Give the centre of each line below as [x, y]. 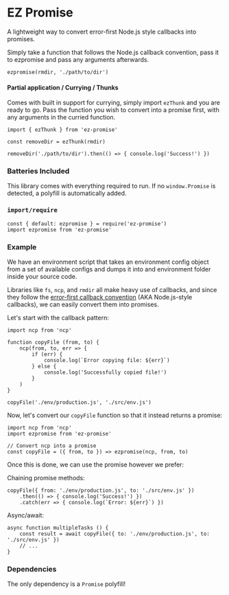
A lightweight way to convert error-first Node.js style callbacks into [102, 32]
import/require [33, 210]
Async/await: [26, 515]
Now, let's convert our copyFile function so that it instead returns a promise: [115, 415]
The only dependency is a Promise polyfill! [67, 584]
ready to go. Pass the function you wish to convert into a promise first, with [113, 110]
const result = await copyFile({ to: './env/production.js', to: [115, 534]
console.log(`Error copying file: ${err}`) [107, 361]
